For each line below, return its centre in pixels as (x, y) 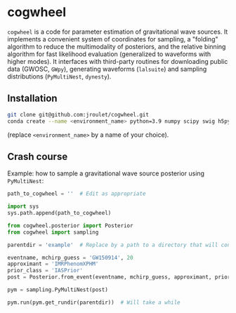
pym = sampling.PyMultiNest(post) (58, 290)
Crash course (38, 156)
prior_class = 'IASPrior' (45, 271)
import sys (23, 207)
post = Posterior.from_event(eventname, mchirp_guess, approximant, (110, 277)
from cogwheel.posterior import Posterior (70, 225)
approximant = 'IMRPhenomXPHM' (53, 264)
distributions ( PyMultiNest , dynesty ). (59, 76)
